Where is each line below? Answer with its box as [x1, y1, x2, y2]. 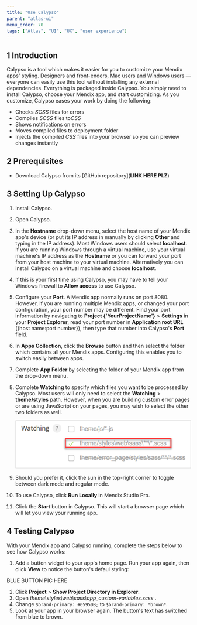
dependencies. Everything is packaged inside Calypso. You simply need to [6, 85, 186, 92]
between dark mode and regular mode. [15, 480, 110, 487]
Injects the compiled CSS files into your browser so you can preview [15, 134, 180, 141]
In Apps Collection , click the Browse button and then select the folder [15, 342, 185, 349]
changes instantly [15, 139, 58, 146]
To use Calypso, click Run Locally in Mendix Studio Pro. [15, 492, 150, 499]
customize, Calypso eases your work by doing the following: [6, 97, 152, 104]
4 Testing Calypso [6, 526, 75, 536]
